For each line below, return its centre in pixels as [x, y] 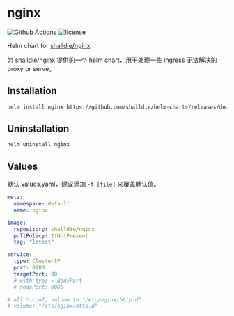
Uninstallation [38, 129]
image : [17, 223]
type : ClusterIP [37, 261]
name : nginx [31, 210]
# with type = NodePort [48, 281]
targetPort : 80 [36, 274]
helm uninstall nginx [39, 145]
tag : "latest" [34, 242]
